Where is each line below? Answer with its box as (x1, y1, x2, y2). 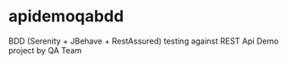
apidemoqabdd (8, 6, 125, 27)
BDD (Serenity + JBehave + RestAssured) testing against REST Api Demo (8, 36, 279, 46)
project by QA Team (8, 44, 83, 55)
